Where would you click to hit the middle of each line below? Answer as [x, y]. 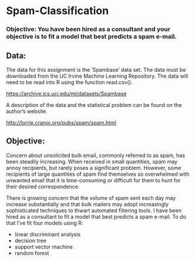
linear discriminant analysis [48, 234]
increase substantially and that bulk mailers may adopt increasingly [88, 204]
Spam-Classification [58, 11]
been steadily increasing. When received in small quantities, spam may [92, 161]
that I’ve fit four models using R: [45, 223]
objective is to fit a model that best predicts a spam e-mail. [92, 36]
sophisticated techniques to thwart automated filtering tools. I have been [94, 210]
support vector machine [44, 247]
